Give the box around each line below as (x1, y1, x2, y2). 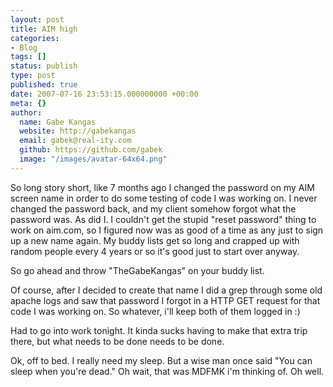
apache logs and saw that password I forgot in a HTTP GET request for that (10, 294, 321, 306)
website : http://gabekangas (19, 126, 137, 136)
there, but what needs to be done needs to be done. (10, 335, 225, 347)
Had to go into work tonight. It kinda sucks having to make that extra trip (10, 324, 308, 336)
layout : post (10, 14, 65, 25)
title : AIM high (10, 24, 78, 34)
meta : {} (10, 98, 47, 108)
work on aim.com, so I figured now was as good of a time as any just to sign (10, 224, 324, 236)
